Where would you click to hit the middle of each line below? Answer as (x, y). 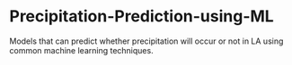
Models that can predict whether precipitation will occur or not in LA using (146, 41)
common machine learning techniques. (82, 50)
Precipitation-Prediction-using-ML (142, 16)
